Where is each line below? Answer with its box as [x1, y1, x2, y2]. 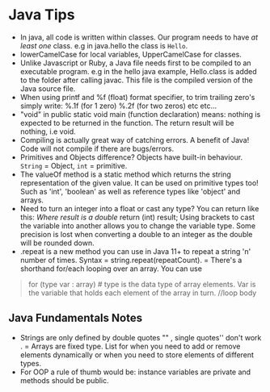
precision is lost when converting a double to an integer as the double [19, 229, 253, 239]
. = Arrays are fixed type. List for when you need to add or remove [19, 341, 241, 351]
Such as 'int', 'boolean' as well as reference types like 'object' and [19, 186, 241, 196]
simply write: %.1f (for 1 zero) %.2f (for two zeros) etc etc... [19, 101, 217, 111]
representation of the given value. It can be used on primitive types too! [19, 177, 259, 187]
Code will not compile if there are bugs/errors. [19, 144, 175, 153]
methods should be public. [19, 375, 109, 385]
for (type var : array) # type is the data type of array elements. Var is [27, 279, 256, 289]
